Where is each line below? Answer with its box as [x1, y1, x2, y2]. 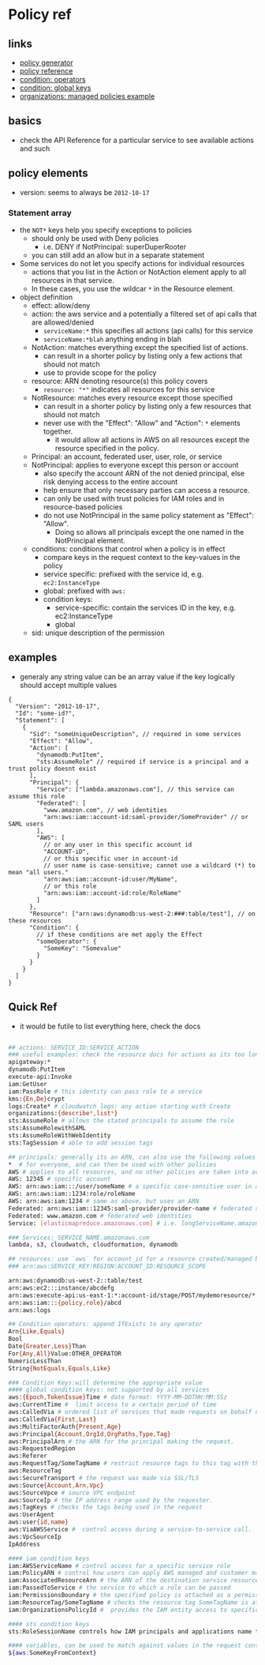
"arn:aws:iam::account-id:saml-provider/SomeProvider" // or [43, 813, 248, 821]
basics [8, 115, 42, 128]
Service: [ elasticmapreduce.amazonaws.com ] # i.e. [8, 1219, 178, 1227]
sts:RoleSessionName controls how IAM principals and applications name [8, 1627, 252, 1636]
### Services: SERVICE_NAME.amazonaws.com [8, 1234, 150, 1242]
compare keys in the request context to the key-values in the [43, 552, 241, 562]
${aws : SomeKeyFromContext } [8, 1649, 97, 1657]
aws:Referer [8, 1452, 47, 1460]
